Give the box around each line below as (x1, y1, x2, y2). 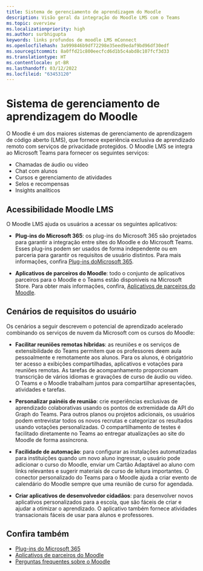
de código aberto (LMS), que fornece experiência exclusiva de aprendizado (6, 136, 195, 144)
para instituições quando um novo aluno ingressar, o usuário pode (15, 454, 181, 461)
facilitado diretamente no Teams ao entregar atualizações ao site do (15, 430, 185, 437)
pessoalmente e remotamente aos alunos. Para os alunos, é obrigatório (15, 353, 193, 361)
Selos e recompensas (15, 180, 70, 188)
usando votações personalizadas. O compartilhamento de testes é (15, 423, 181, 430)
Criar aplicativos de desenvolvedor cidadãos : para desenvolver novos (15, 492, 194, 499)
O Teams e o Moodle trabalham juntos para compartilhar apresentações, (15, 379, 197, 387)
